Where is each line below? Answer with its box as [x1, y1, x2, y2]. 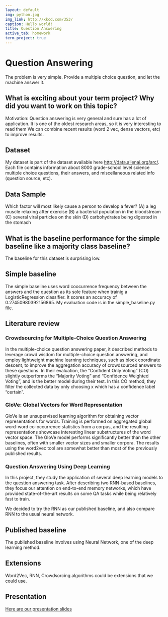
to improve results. [5, 131, 44, 137]
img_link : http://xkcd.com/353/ [5, 17, 73, 22]
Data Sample [5, 190, 46, 198]
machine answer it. [5, 79, 45, 85]
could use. [5, 578, 27, 584]
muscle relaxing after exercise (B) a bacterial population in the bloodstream [5, 209, 161, 215]
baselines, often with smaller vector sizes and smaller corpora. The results [5, 439, 159, 445]
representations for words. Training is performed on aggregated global [5, 418, 152, 424]
